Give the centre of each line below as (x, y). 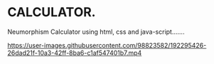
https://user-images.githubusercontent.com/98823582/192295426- (107, 45)
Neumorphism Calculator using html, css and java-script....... (96, 32)
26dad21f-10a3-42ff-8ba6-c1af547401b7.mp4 (75, 53)
